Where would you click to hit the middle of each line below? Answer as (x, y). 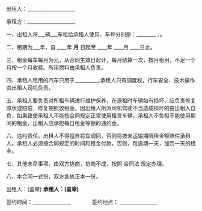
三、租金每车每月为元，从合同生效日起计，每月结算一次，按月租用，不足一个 (101, 60)
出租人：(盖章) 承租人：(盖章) (43, 189)
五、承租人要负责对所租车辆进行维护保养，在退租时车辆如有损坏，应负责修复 (101, 100)
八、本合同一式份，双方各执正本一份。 (54, 176)
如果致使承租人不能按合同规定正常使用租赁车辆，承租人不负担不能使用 (103, 115)
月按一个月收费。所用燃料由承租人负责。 (56, 67)
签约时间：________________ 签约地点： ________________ (82, 202)
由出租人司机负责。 (30, 88)
